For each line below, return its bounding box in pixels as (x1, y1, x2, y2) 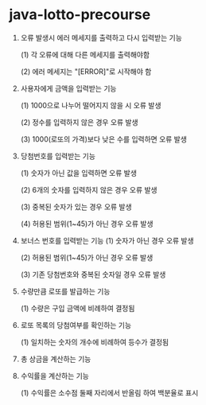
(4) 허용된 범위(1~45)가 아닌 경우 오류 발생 (20, 219, 154, 228)
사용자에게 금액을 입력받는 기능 (20, 84, 117, 93)
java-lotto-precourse (9, 6, 151, 24)
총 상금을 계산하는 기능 (20, 354, 91, 364)
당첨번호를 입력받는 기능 (20, 151, 96, 161)
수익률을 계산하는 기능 (20, 371, 90, 380)
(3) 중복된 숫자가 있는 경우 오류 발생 (20, 201, 132, 212)
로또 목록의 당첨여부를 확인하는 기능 (20, 320, 132, 329)
